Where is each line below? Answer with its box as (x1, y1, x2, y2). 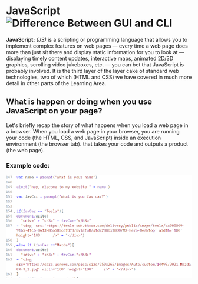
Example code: (6, 161, 50, 169)
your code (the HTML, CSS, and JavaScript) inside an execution (6, 134, 161, 141)
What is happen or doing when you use (6, 97, 152, 107)
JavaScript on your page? (6, 106, 103, 116)
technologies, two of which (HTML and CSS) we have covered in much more (6, 73, 192, 81)
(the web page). (6, 146, 45, 153)
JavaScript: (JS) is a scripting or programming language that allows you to (6, 36, 187, 43)
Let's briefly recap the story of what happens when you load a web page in (6, 122, 189, 129)
